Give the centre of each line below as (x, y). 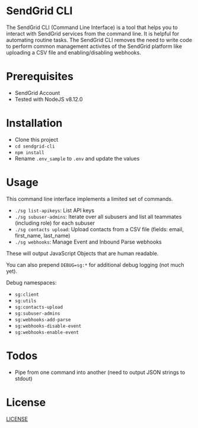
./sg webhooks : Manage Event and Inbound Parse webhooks (88, 242)
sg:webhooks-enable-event (47, 332)
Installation (34, 123)
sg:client (27, 295)
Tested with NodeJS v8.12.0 (49, 99)
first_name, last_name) (42, 235)
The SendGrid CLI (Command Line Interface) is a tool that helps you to (92, 27)
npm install (29, 152)
